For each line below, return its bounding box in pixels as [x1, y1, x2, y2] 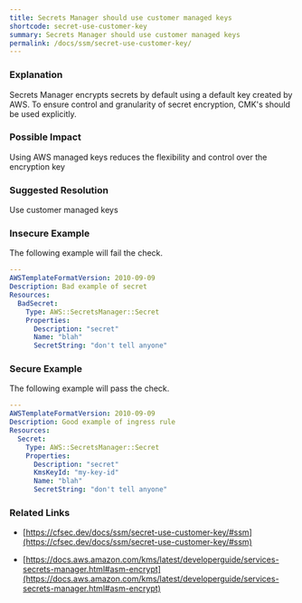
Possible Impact [9, 131, 81, 143]
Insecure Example [9, 228, 90, 240]
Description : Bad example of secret [9, 282, 147, 291]
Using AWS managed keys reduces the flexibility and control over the [9, 151, 268, 162]
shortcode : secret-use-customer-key [9, 22, 147, 31]
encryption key [9, 160, 66, 172]
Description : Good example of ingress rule [9, 418, 176, 427]
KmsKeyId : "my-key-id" [33, 468, 119, 477]
